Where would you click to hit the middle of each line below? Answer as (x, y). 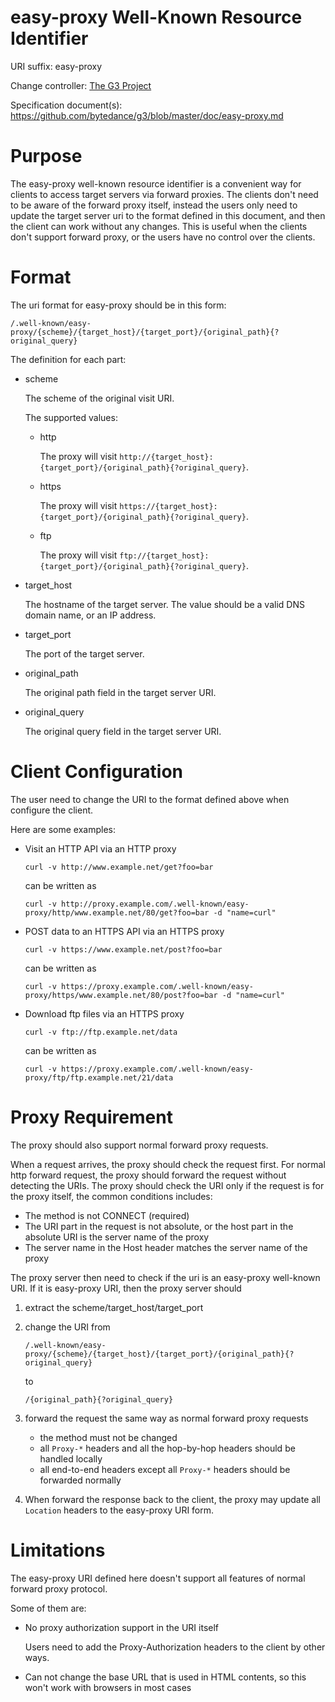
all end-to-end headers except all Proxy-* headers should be (165, 1469)
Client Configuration (97, 772)
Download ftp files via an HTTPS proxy (104, 1013)
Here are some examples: (63, 829)
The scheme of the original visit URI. (99, 398)
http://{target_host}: (166, 457)
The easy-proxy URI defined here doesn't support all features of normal (158, 1578)
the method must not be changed (108, 1437)
